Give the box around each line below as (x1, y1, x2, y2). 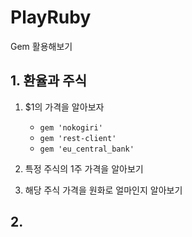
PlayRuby (10, 6, 92, 29)
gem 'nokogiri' (39, 122, 103, 133)
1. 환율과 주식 (10, 72, 87, 90)
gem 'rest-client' (39, 133, 117, 143)
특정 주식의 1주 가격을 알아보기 (24, 162, 144, 175)
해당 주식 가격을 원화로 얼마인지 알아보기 (24, 184, 183, 196)
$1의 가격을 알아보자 (24, 101, 105, 113)
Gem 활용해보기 (10, 40, 73, 52)
